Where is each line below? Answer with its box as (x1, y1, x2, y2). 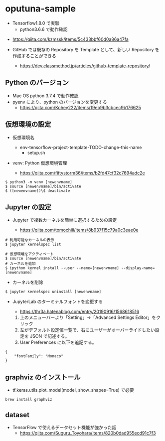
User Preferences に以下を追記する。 (19, 339, 97, 345)
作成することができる (12, 53, 56, 59)
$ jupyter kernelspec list (5, 242, 61, 247)
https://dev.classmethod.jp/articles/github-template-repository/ (19, 63, 151, 69)
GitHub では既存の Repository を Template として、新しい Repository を (12, 46, 160, 52)
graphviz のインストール (5, 373, 81, 381)
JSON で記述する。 (29, 333, 70, 339)
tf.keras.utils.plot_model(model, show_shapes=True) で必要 (12, 387, 134, 393)
